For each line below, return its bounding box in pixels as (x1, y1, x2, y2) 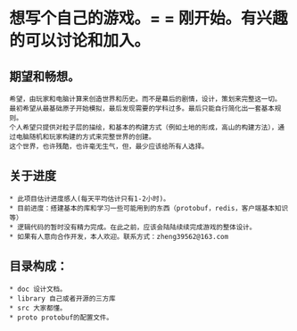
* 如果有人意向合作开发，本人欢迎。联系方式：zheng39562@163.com (9, 232, 229, 241)
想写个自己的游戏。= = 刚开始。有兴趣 (9, 8, 288, 29)
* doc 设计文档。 (9, 285, 67, 294)
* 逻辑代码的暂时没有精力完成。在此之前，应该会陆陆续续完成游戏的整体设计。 (9, 222, 257, 232)
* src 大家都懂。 (9, 303, 67, 312)
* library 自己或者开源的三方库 (9, 294, 116, 303)
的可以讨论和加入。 (9, 30, 151, 51)
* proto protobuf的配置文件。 (9, 313, 113, 322)
